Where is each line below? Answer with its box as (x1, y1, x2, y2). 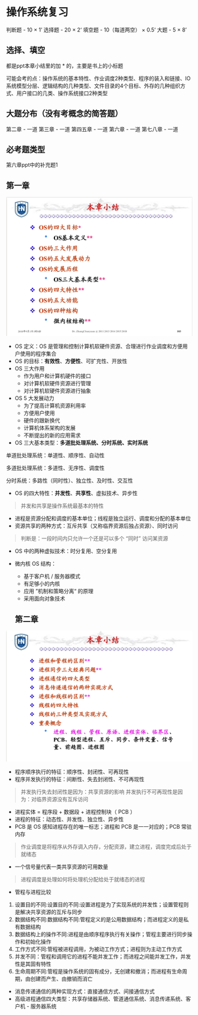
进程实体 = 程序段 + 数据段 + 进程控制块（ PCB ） (14, 808, 136, 815)
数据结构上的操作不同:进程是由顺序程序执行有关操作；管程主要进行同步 (14, 930, 187, 938)
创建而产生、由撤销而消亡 (30, 975, 93, 982)
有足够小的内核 (23, 580, 60, 588)
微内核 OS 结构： (14, 560, 57, 567)
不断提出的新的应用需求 (23, 432, 81, 439)
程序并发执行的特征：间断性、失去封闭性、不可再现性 (14, 775, 145, 782)
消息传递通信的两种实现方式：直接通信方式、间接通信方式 (14, 988, 155, 995)
